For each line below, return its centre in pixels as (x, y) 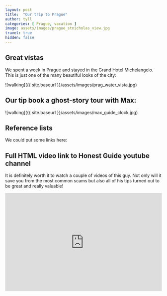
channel (18, 163)
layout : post (19, 10)
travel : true (19, 33)
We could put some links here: (36, 140)
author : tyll (19, 19)
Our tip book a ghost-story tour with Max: (71, 100)
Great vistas (24, 58)
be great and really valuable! (34, 186)
